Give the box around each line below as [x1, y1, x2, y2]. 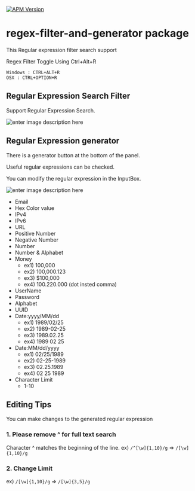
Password [14, 293, 40, 300]
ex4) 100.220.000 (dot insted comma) [23, 280, 117, 288]
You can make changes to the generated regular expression [6, 416, 153, 423]
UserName [14, 287, 42, 294]
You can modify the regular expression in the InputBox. [6, 175, 141, 182]
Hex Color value [14, 204, 55, 212]
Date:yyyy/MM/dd [14, 312, 60, 319]
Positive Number [14, 230, 56, 237]
